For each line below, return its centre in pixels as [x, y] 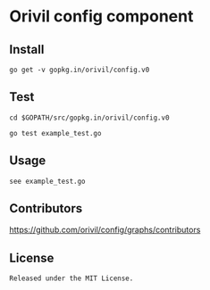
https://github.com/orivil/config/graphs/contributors [105, 230]
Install [27, 50]
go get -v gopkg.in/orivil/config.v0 [80, 70]
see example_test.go [48, 181]
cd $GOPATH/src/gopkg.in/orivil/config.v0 [89, 118]
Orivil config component [101, 17]
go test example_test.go [55, 133]
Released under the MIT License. [71, 278]
